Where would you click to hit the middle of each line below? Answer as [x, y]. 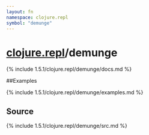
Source [20, 111]
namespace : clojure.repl [37, 17]
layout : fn [20, 12]
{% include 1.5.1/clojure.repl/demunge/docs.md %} [69, 69]
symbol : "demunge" [29, 23]
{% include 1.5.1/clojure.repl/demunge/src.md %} [67, 126]
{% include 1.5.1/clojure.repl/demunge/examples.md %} [75, 92]
